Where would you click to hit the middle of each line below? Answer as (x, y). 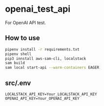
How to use (22, 38)
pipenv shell (18, 54)
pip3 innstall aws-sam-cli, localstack (46, 58)
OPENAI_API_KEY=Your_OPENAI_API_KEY (42, 98)
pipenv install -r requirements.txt (42, 49)
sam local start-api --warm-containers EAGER (52, 68)
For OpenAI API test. (26, 23)
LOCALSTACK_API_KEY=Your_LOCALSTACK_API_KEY (51, 94)
